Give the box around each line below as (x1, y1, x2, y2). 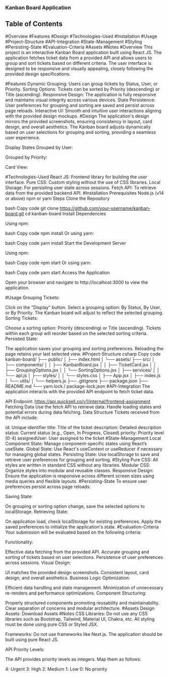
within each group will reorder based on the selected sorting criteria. (5, 330, 148, 336)
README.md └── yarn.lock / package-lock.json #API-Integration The (5, 383, 150, 389)
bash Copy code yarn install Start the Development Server (5, 240, 127, 246)
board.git (5, 210, 24, 216)
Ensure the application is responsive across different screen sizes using (5, 473, 155, 479)
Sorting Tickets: (5, 315, 38, 321)
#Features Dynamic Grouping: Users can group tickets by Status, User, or (5, 81, 158, 87)
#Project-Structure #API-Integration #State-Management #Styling (5, 39, 142, 45)
